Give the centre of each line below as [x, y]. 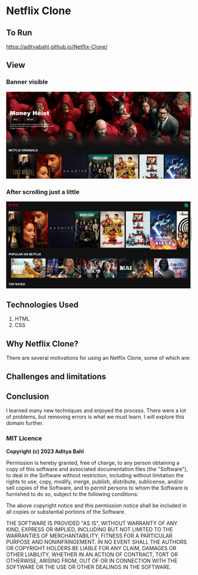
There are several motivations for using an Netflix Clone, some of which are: [98, 358]
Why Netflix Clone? [42, 344]
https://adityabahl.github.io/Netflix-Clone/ [57, 47]
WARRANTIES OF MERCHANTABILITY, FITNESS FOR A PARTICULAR [89, 536]
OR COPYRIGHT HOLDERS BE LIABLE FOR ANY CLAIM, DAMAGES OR [91, 548]
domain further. [25, 423]
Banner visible [27, 82]
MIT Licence [24, 438]
